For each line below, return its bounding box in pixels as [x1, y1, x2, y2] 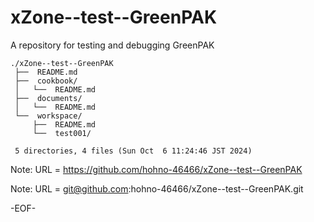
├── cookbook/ [14, 76, 78, 86]
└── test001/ [32, 128, 92, 138]
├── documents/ [14, 93, 83, 103]
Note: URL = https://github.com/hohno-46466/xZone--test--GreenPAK [10, 163, 303, 175]
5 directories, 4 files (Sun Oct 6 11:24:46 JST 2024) [14, 146, 253, 156]
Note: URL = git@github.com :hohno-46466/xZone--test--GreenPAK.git [10, 182, 304, 195]
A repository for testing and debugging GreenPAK [10, 39, 215, 51]
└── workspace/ [14, 111, 83, 121]
